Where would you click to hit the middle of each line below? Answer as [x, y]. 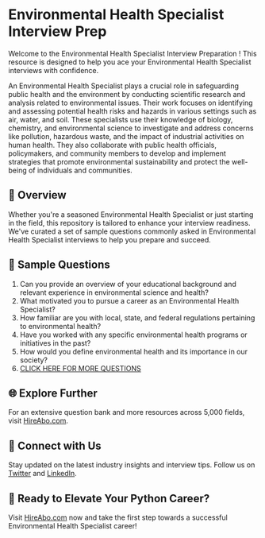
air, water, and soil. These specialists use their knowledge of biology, [121, 119]
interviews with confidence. [54, 70]
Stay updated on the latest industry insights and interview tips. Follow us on [132, 465]
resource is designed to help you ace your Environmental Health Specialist [130, 62]
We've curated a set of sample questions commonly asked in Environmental [132, 231]
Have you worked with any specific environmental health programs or [133, 335]
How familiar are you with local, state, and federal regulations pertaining [137, 317]
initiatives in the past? [55, 343]
